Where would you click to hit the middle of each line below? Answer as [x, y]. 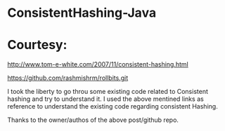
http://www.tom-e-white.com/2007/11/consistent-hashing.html [98, 64]
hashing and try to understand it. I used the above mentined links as [105, 99]
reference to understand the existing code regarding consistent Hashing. [112, 106]
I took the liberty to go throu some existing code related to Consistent [108, 92]
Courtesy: [37, 45]
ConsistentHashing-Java [82, 13]
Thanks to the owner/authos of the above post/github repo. [93, 120]
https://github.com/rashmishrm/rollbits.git [68, 78]
